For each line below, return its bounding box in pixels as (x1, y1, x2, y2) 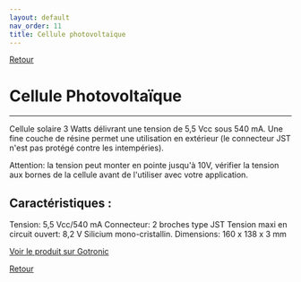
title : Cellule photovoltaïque (9, 30, 126, 38)
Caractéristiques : (9, 195, 112, 210)
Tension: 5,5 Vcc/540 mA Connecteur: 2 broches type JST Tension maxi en (9, 219, 288, 230)
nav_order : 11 (9, 21, 63, 30)
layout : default (9, 13, 70, 22)
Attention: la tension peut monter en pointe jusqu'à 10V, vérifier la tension (9, 160, 279, 171)
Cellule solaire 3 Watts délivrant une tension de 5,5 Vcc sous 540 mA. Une (9, 124, 284, 134)
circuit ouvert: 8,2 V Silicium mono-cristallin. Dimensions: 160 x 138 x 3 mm (9, 229, 287, 240)
